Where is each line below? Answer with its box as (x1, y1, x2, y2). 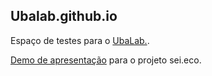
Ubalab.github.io (10, 8, 118, 25)
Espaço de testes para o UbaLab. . (10, 34, 150, 46)
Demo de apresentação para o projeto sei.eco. (10, 54, 202, 66)
